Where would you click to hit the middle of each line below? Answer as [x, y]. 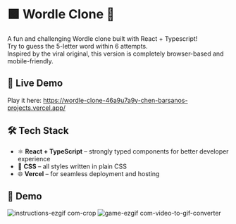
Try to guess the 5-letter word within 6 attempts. [77, 46]
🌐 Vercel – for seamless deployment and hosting [88, 173]
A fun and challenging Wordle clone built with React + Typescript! [103, 38]
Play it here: [25, 100]
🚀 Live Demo [35, 83]
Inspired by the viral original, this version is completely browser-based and [116, 54]
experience [34, 158]
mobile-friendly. [31, 61]
